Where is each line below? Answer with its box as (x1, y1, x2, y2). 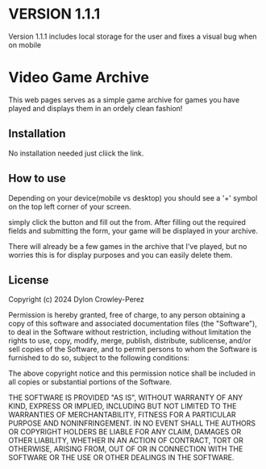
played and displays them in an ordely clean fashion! (8, 103, 183, 113)
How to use (8, 172, 66, 185)
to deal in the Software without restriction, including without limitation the (8, 327, 251, 337)
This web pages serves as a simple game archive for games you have (8, 94, 240, 105)
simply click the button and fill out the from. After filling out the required (8, 217, 246, 226)
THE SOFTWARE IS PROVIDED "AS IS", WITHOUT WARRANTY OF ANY (8, 392, 243, 403)
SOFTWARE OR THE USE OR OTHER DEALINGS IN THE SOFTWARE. (8, 453, 235, 463)
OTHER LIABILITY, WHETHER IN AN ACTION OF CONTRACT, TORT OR (8, 436, 243, 446)
